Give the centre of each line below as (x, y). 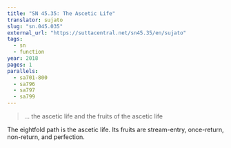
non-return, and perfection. (46, 137)
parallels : (23, 71)
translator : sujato (35, 20)
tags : (15, 39)
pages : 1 (20, 65)
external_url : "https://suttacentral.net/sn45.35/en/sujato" (97, 33)
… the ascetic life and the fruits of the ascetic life (93, 116)
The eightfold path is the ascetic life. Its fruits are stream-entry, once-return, (115, 129)
